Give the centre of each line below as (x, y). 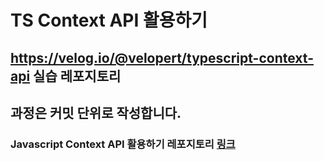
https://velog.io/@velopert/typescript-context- (162, 57)
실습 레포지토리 (77, 76)
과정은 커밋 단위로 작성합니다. (96, 112)
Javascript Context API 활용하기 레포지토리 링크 (123, 144)
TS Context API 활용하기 (109, 20)
